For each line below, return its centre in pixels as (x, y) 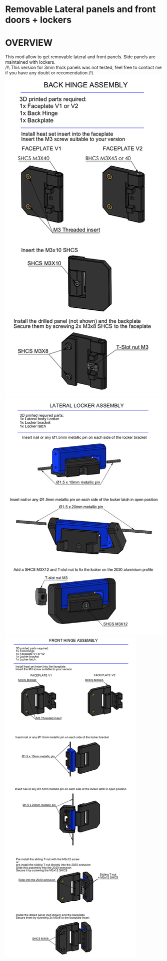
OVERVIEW (29, 43)
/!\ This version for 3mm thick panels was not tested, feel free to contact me (83, 68)
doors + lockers (38, 20)
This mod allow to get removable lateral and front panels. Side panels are (80, 57)
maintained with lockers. (30, 62)
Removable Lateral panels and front (80, 9)
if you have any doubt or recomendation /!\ (49, 73)
